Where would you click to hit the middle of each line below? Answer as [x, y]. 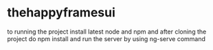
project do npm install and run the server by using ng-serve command [106, 38]
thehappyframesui [61, 13]
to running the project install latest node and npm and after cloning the [107, 32]
